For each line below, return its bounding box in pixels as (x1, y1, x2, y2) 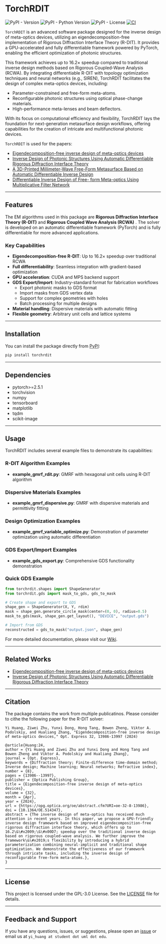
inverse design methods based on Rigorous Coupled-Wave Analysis (5, 65, 143, 71)
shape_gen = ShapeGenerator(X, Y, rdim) (5, 604, 90, 609)
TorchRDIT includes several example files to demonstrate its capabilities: (5, 448, 153, 454)
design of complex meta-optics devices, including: (5, 80, 108, 86)
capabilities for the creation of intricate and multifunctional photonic (5, 126, 144, 131)
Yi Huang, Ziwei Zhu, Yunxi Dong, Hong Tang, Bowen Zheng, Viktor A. (5, 726, 152, 730)
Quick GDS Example (5, 575, 54, 582)
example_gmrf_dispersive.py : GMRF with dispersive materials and (12, 500, 149, 506)
